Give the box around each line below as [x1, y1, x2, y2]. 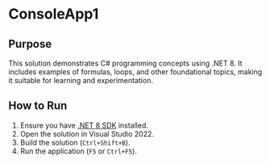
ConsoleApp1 [8, 5, 99, 23]
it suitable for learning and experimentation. [8, 76, 153, 85]
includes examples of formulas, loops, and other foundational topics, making [8, 67, 263, 77]
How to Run [8, 99, 68, 113]
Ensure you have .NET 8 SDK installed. [19, 120, 149, 130]
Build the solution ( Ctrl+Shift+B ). [19, 137, 131, 147]
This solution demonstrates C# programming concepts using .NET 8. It [8, 58, 243, 68]
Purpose [8, 37, 52, 51]
